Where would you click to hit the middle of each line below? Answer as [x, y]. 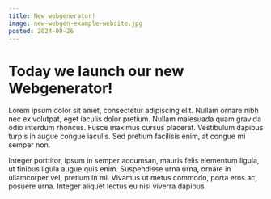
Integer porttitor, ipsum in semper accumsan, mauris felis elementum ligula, [134, 161]
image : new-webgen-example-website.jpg [76, 23]
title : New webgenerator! [52, 16]
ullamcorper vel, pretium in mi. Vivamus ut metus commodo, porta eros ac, [133, 178]
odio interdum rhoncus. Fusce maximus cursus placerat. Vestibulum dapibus [136, 128]
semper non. [30, 145]
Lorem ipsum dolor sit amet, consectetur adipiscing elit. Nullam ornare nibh [133, 111]
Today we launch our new [96, 71]
